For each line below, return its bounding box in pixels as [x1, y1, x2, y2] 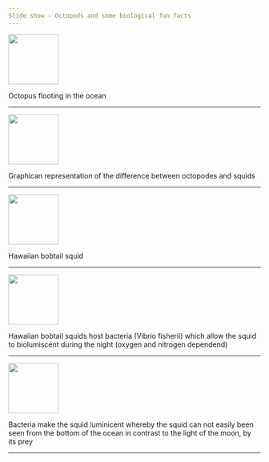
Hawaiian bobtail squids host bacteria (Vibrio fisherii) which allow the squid [8, 331, 257, 340]
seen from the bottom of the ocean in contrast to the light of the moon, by [8, 428, 252, 437]
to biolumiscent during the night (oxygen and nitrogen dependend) [8, 339, 228, 349]
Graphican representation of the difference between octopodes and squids [8, 171, 256, 180]
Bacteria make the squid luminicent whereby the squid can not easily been [8, 420, 254, 429]
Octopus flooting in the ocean [8, 90, 106, 100]
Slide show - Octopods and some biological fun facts [8, 11, 192, 20]
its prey [8, 436, 34, 446]
